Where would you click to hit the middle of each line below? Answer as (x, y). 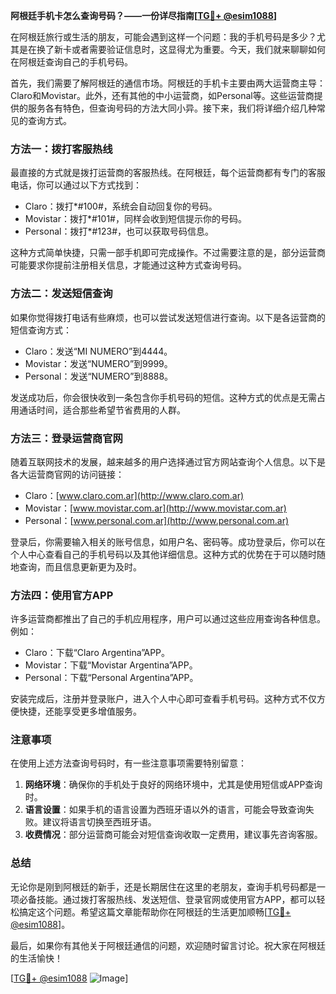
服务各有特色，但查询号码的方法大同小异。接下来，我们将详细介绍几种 (172, 108)
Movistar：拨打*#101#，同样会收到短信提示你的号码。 (135, 219)
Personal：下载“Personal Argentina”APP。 (111, 678)
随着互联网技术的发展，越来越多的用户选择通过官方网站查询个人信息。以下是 (168, 461)
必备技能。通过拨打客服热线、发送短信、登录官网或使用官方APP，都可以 (167, 899)
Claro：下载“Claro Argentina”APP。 (97, 653)
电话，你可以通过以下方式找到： (76, 185)
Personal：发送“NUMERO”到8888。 (99, 376)
